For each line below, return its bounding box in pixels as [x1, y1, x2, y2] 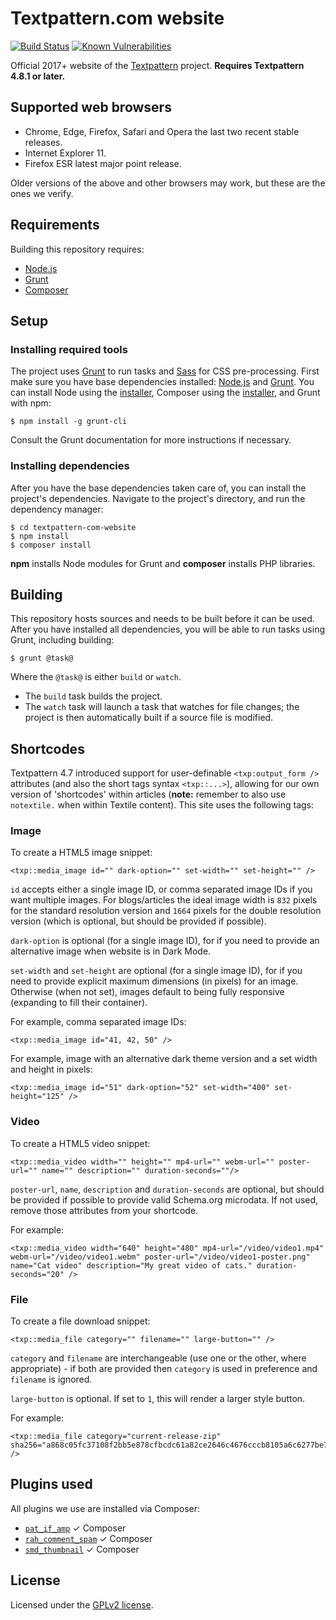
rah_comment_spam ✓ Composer [24, 1532, 153, 1544]
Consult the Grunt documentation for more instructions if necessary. [10, 434, 292, 446]
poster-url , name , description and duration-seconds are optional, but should [10, 1183, 325, 1195]
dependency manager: [10, 503, 104, 515]
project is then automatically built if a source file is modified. [24, 712, 274, 724]
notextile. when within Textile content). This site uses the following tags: [10, 799, 315, 811]
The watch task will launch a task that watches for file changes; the [24, 701, 300, 713]
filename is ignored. [10, 1373, 93, 1386]
